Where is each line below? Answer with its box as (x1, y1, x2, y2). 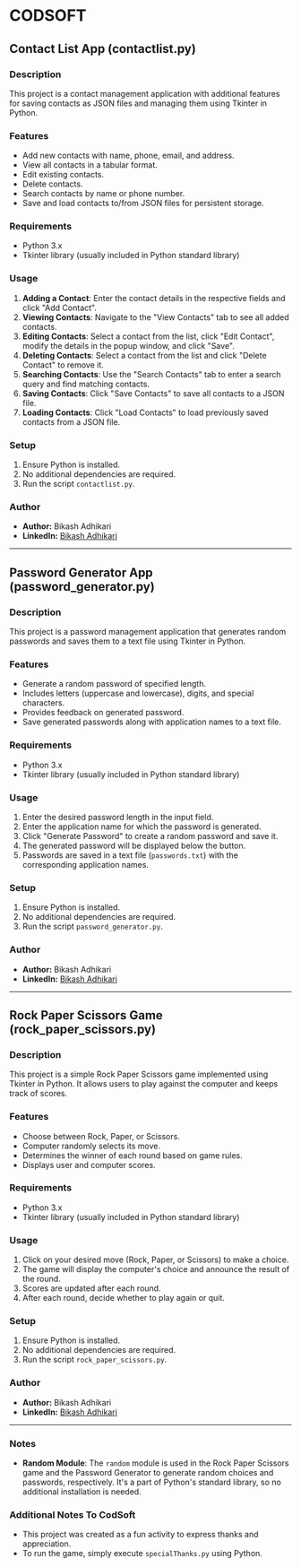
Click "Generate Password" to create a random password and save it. (21, 830, 279, 841)
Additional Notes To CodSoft (9, 1508, 136, 1520)
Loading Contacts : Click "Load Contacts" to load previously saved (21, 407, 269, 418)
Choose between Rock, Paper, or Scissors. (21, 1130, 181, 1141)
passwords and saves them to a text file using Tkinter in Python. (9, 636, 246, 646)
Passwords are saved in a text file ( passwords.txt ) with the (21, 849, 239, 861)
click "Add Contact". (21, 302, 97, 313)
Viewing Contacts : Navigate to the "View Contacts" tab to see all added (21, 311, 289, 323)
